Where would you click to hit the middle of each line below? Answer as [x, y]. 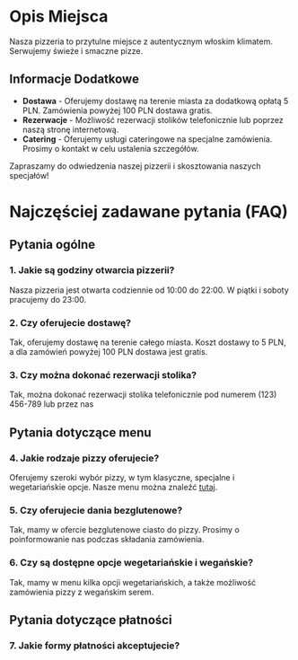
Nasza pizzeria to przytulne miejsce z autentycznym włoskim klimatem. [141, 41]
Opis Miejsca [59, 17]
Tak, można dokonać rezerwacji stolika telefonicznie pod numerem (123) [143, 395]
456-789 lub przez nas [52, 404]
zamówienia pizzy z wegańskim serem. [82, 592]
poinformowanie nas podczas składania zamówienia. [107, 540]
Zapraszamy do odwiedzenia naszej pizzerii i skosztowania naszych [135, 166]
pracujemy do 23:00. [48, 299]
